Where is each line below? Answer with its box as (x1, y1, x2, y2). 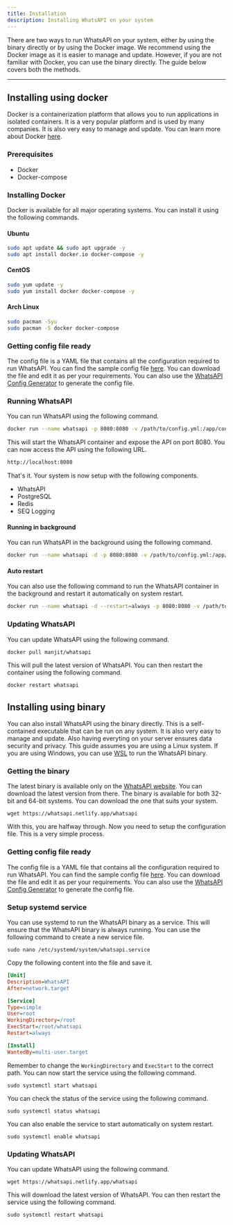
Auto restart (7, 566, 44, 575)
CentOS (7, 266, 31, 274)
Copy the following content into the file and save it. (7, 958, 153, 967)
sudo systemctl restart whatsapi (7, 1211, 104, 1218)
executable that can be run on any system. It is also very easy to (37, 727, 221, 736)
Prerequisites (7, 150, 53, 160)
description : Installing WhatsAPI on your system (7, 17, 154, 24)
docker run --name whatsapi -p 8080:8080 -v (7, 425, 138, 432)
